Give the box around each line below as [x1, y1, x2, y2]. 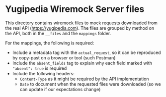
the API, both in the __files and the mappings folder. [5, 30, 111, 36]
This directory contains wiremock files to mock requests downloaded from [5, 20, 158, 26]
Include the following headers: [12, 70, 75, 76]
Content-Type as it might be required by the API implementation [19, 76, 149, 82]
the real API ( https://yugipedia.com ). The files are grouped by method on [5, 25, 155, 31]
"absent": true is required [12, 65, 67, 71]
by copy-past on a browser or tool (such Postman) [12, 54, 116, 60]
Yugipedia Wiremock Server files [5, 3, 145, 15]
